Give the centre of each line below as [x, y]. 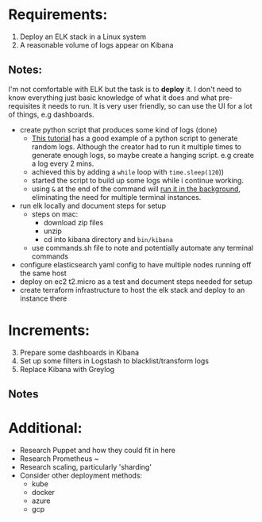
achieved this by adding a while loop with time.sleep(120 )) [128, 171]
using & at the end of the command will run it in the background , [136, 189]
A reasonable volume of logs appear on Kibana [96, 44]
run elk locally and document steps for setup [93, 205]
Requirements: [58, 15]
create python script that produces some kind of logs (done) [118, 129]
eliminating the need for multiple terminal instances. [116, 197]
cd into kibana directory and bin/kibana [108, 239]
